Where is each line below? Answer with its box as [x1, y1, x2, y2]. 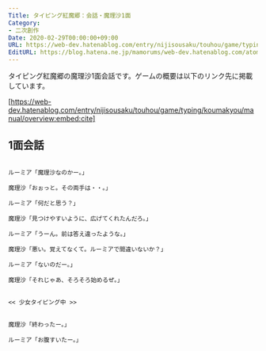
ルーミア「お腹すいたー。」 [8, 336, 82, 344]
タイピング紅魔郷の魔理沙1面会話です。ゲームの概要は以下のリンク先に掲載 [8, 71, 253, 80]
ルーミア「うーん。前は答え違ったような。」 [8, 230, 129, 238]
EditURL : [8, 48, 37, 56]
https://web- [10, 97, 52, 106]
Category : [8, 19, 41, 27]
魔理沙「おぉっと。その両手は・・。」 [8, 184, 112, 192]
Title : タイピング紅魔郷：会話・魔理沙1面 [8, 11, 131, 20]
